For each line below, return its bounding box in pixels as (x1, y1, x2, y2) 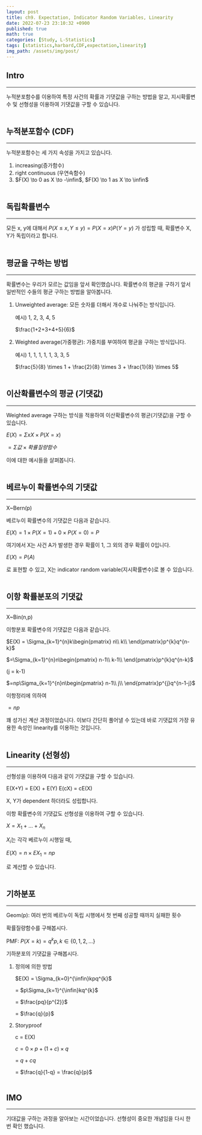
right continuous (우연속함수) (14, 170, 85, 177)
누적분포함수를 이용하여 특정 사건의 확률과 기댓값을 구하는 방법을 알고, (6, 93, 170, 100)
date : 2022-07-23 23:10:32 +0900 (6, 20, 90, 26)
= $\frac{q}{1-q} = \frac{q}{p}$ (14, 1069, 93, 1076)
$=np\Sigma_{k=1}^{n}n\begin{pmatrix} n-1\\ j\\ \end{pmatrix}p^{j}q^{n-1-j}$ (6, 680, 195, 687)
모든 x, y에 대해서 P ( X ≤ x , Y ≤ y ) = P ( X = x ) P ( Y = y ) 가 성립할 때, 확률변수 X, (6, 225, 192, 232)
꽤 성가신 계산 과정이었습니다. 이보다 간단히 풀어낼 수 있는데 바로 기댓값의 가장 (6, 717, 189, 724)
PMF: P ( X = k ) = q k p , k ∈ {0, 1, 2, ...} (6, 936, 96, 945)
